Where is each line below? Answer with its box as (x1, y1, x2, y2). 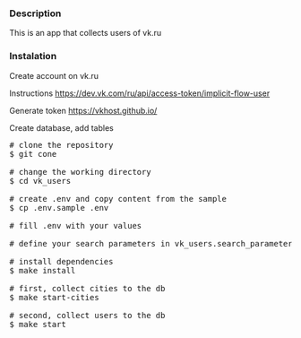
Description (9, 7, 62, 20)
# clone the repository (9, 140, 114, 150)
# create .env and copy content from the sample (9, 194, 227, 204)
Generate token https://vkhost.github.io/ (9, 105, 158, 116)
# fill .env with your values (9, 221, 142, 230)
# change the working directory (9, 167, 151, 177)
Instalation (9, 50, 57, 63)
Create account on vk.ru (9, 70, 99, 81)
